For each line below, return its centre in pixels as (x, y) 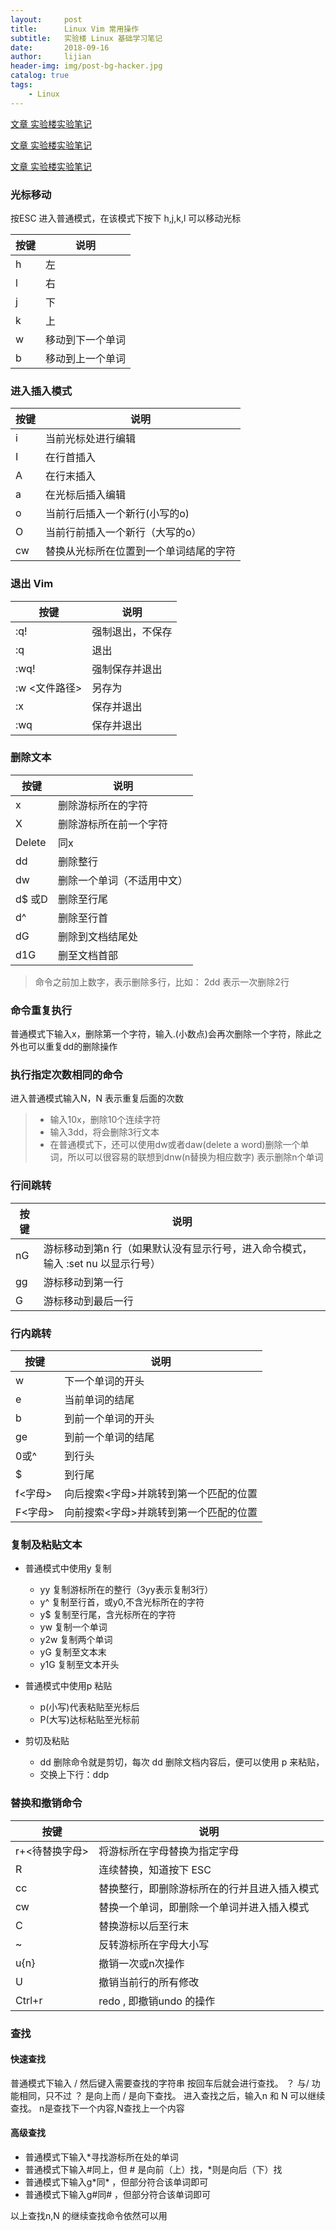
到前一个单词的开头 (109, 1418)
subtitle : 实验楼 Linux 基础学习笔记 (86, 38)
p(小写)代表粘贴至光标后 (89, 1707)
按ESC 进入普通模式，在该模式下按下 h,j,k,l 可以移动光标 (126, 218)
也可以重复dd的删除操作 (68, 1047)
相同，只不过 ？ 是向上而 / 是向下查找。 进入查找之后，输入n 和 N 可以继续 (172, 2095)
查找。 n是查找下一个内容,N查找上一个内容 (97, 2108)
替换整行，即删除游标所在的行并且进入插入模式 (209, 1888)
